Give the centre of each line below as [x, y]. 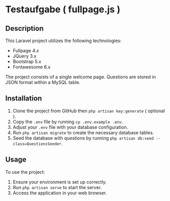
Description [24, 28]
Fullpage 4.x [26, 51]
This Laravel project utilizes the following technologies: [63, 41]
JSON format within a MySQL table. [43, 82]
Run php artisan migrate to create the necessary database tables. [83, 132]
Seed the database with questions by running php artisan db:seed [83, 138]
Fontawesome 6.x [32, 67]
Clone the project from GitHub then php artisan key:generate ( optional [89, 111]
